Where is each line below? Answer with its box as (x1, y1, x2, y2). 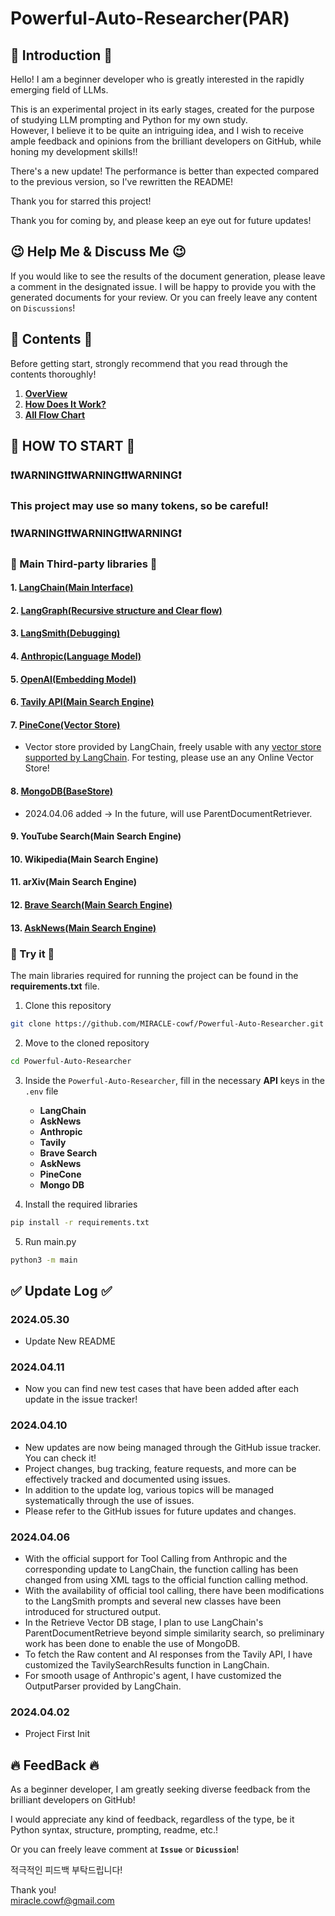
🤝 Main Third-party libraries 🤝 (10, 557, 158, 571)
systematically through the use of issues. (24, 1494, 195, 1506)
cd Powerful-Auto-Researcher (10, 1056, 132, 1066)
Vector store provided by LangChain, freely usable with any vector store (24, 741, 322, 753)
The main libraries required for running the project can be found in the (10, 969, 299, 981)
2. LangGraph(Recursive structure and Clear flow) (10, 604, 223, 616)
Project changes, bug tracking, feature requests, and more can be (24, 1462, 297, 1474)
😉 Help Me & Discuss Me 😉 (10, 243, 187, 261)
